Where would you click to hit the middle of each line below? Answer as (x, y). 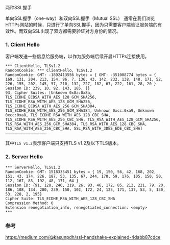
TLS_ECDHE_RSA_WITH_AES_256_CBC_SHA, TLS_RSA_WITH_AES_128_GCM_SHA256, (83, 120)
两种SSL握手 (18, 7)
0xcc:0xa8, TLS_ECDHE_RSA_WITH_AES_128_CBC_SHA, (58, 115)
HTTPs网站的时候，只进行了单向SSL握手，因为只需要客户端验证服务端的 (81, 25)
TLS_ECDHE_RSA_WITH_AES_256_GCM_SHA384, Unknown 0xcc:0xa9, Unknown (80, 111)
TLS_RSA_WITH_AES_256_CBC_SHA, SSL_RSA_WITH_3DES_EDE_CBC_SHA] (74, 129)
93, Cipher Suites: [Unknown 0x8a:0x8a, (49, 93)
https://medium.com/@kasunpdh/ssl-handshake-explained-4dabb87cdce (83, 237)
